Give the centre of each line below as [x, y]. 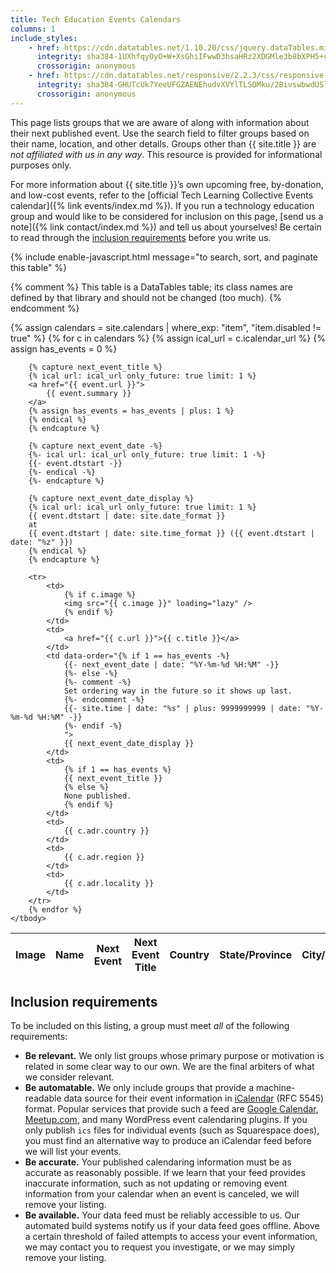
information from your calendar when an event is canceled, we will [162, 1194]
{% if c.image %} [100, 594]
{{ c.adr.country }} [106, 831]
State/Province [256, 954]
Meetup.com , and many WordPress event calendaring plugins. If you [166, 1120]
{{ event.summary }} [89, 393]
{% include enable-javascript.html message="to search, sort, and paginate [164, 257]
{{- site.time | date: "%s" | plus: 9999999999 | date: [182, 708]
